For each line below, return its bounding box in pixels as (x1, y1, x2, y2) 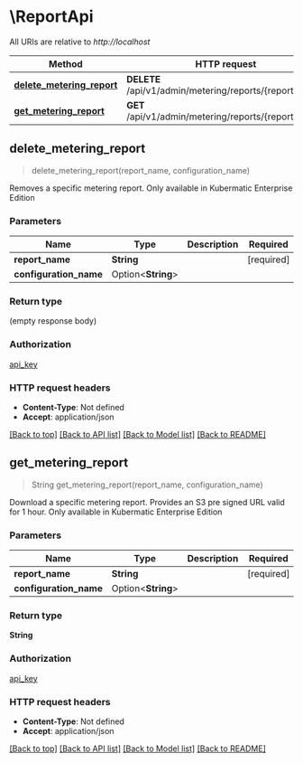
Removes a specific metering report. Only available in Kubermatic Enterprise (9, 183, 293, 193)
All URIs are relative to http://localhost (9, 36, 151, 47)
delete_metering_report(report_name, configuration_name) (31, 165, 251, 175)
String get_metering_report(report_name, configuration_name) (31, 479, 263, 490)
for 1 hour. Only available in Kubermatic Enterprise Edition (9, 506, 223, 517)
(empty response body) (9, 316, 97, 326)
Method (48, 57, 83, 70)
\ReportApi (9, 6, 94, 27)
